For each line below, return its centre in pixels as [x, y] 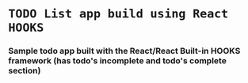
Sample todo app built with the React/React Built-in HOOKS [124, 51]
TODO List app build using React [118, 14]
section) [25, 71]
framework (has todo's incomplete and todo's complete [118, 61]
